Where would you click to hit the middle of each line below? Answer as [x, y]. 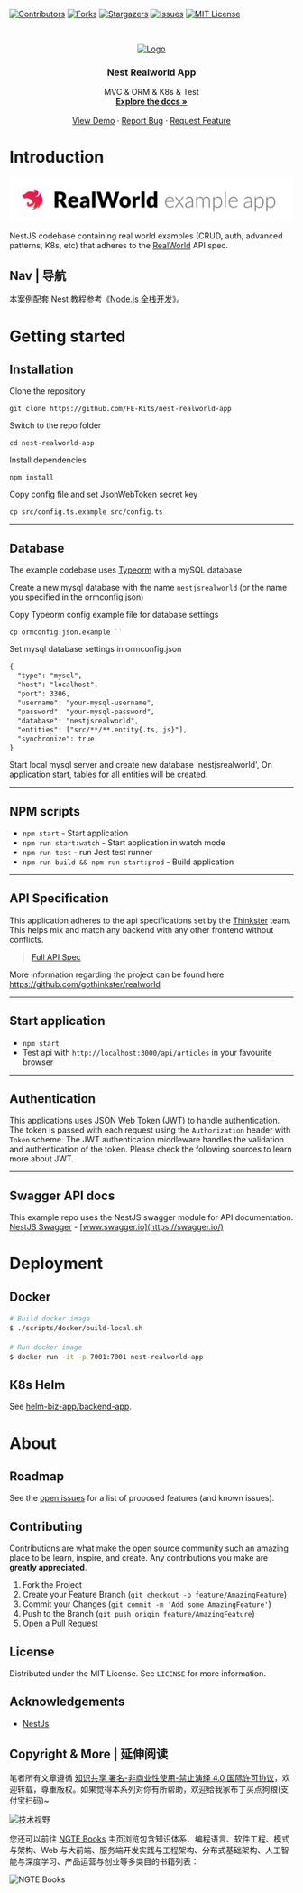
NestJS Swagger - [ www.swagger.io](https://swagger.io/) [116, 1227]
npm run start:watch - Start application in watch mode [124, 842]
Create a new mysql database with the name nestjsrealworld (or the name [148, 588]
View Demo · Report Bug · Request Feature [151, 121]
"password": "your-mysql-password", [86, 712]
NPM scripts [45, 811]
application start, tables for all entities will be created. [109, 774]
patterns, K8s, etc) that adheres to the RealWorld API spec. [119, 245]
